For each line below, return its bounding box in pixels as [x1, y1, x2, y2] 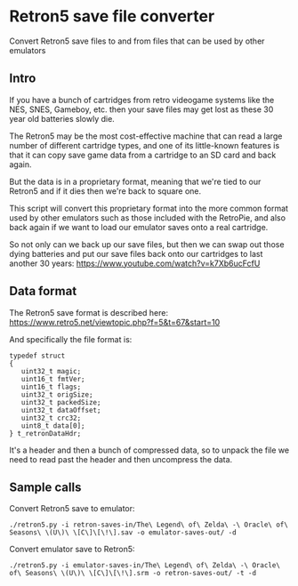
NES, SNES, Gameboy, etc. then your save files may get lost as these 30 [9, 104, 274, 115]
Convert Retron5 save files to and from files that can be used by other [9, 36, 265, 46]
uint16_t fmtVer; [20, 374, 86, 383]
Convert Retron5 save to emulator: [9, 503, 135, 514]
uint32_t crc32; [20, 413, 82, 422]
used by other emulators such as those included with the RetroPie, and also [9, 212, 286, 223]
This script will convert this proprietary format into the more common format [9, 203, 289, 213]
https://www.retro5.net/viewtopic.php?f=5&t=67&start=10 [9, 317, 221, 327]
